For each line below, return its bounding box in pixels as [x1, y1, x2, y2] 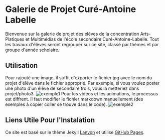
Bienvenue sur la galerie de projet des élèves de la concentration [5, 31, 139, 37]
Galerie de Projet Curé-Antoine [5, 4, 136, 15]
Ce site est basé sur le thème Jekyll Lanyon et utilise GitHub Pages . [5, 129, 144, 135]
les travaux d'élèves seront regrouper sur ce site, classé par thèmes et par [5, 41, 159, 47]
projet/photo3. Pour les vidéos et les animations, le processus [5, 90, 158, 96]
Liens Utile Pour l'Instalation [5, 116, 95, 124]
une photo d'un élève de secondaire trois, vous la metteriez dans [5, 85, 139, 91]
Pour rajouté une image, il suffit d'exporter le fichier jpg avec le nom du [5, 74, 152, 81]
